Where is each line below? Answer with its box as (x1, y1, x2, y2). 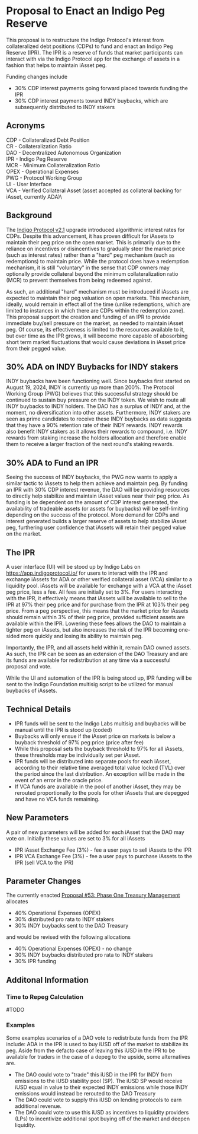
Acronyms (6, 120, 46, 131)
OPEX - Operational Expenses (6, 168, 79, 175)
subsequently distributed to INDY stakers (14, 103, 115, 110)
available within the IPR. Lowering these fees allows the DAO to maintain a (6, 620, 186, 627)
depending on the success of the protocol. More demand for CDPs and (6, 511, 179, 518)
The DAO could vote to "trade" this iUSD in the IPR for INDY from (14, 1071, 173, 1078)
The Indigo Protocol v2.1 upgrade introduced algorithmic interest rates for (6, 226, 185, 233)
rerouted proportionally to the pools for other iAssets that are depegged (14, 789, 190, 796)
